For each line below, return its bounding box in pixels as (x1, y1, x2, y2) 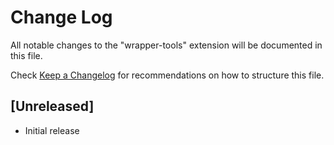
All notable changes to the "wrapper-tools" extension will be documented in (10, 39, 323, 51)
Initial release (24, 124, 80, 136)
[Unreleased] (10, 98, 95, 115)
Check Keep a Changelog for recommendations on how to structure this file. (10, 69, 325, 81)
